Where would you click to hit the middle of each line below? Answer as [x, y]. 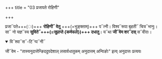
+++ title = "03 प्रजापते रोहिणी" [32, 7]
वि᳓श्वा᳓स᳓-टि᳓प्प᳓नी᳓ [27, 42]
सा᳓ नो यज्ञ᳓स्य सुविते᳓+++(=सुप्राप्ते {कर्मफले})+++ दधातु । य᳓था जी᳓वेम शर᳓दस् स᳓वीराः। [79, 32]
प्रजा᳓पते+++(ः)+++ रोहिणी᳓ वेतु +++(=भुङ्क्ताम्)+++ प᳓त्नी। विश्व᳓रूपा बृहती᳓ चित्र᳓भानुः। [81, 26]
